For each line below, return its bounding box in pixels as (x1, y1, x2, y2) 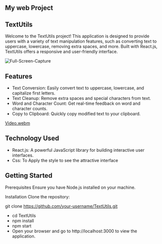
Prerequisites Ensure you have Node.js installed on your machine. (5, 184, 136, 190)
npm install (12, 218, 34, 224)
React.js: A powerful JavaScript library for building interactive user (12, 147, 145, 153)
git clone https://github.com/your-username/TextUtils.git (5, 203, 118, 209)
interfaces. (12, 152, 34, 158)
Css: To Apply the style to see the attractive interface (12, 157, 118, 163)
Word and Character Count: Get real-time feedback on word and (12, 100, 141, 106)
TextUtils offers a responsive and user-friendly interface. (5, 49, 118, 55)
